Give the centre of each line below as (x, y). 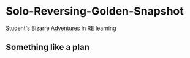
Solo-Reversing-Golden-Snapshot (95, 11)
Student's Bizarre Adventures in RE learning (61, 28)
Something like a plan (48, 47)
